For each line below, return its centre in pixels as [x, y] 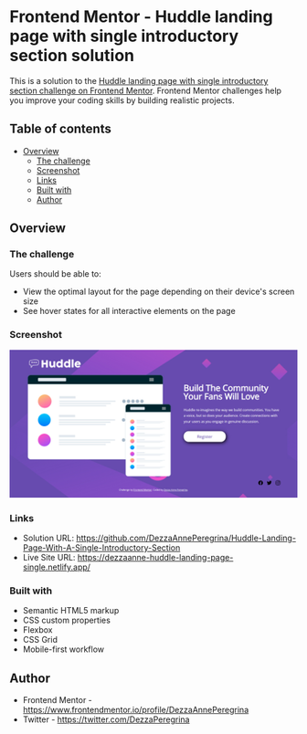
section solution [72, 56]
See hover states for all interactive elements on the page [129, 311]
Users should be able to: [56, 274]
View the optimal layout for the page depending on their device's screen [159, 292]
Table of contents [60, 129]
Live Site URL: [49, 557]
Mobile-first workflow [64, 649]
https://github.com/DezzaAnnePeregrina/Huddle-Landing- [186, 538]
